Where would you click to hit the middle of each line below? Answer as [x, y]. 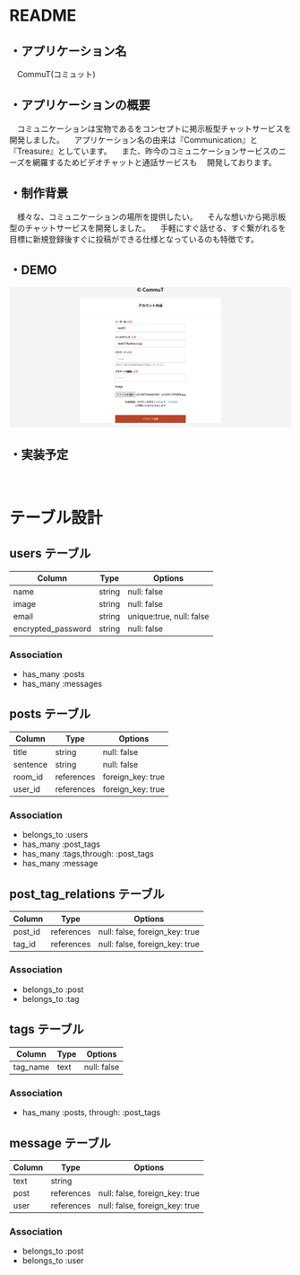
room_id [28, 777]
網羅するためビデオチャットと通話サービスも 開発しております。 [154, 162]
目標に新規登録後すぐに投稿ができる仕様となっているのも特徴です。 [134, 239]
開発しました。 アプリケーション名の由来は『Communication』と [133, 139]
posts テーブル [50, 714]
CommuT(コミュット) [56, 74]
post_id [26, 931]
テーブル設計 [56, 518]
